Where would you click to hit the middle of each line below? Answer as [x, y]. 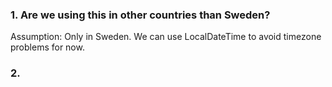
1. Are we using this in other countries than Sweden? [140, 15]
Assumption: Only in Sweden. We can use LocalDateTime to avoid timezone [166, 37]
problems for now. [47, 47]
